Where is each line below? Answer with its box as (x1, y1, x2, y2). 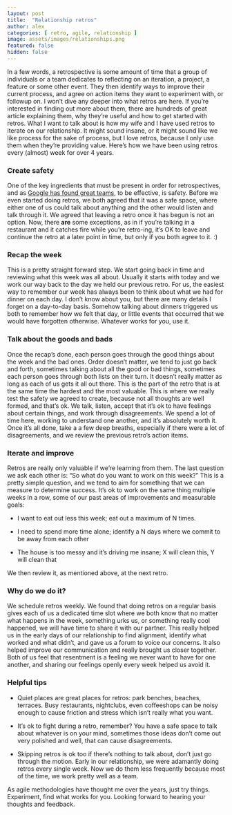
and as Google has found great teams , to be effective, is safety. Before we (7, 189, 219, 197)
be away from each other (17, 535, 90, 543)
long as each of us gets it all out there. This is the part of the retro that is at (7, 380, 220, 388)
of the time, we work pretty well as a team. (17, 771, 139, 780)
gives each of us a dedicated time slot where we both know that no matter (7, 609, 219, 617)
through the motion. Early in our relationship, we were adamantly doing (17, 757, 220, 765)
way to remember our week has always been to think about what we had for (7, 288, 223, 296)
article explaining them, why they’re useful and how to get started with (7, 111, 207, 120)
